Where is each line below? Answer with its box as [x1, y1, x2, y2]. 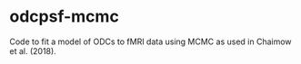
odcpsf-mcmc [9, 6, 120, 27]
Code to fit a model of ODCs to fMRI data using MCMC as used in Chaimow [9, 36, 293, 47]
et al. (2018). [9, 45, 56, 56]
